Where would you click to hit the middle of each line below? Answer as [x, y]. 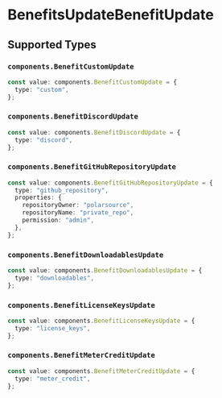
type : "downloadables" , [54, 278]
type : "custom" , [42, 89]
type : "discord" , [44, 140]
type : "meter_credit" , [53, 379]
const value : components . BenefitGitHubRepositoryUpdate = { [111, 183]
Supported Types [52, 45]
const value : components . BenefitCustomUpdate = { [92, 82]
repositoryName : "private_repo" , [78, 213]
